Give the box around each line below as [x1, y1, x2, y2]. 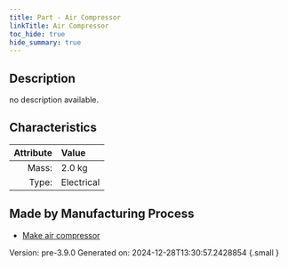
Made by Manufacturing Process [9, 206, 195, 222]
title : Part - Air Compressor [9, 12, 122, 22]
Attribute [13, 146, 53, 158]
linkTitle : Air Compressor [9, 21, 109, 30]
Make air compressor [21, 230, 100, 240]
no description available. [9, 94, 100, 105]
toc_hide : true [9, 29, 66, 38]
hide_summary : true [9, 37, 82, 47]
